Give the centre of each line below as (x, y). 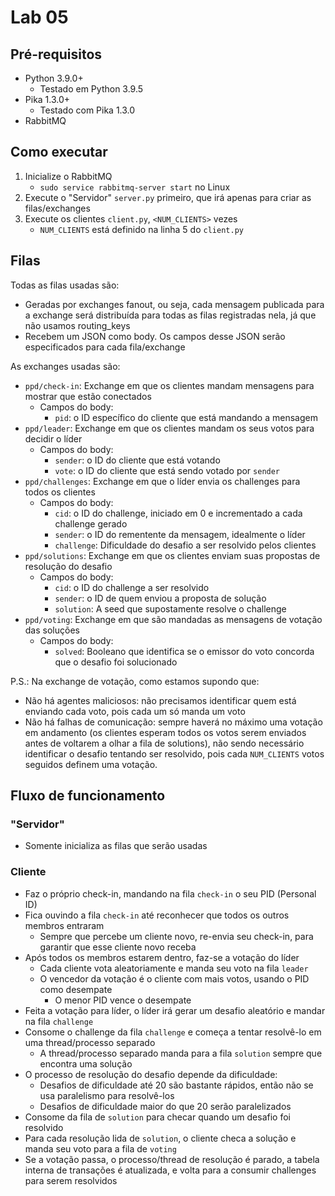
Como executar (59, 152)
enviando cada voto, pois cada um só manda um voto (135, 711)
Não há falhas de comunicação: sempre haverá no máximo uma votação (173, 722)
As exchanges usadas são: (65, 366)
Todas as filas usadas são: (65, 285)
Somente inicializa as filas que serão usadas (116, 846)
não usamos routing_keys (77, 325)
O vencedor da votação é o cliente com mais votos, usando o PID (174, 978)
